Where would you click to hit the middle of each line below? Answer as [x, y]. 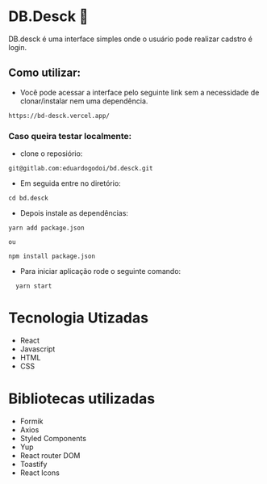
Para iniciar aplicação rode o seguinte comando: [100, 271]
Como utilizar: [45, 73]
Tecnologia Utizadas [79, 318]
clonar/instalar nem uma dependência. [84, 101]
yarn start [34, 286]
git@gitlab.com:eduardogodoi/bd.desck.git [81, 169]
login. [18, 47]
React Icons [40, 473]
